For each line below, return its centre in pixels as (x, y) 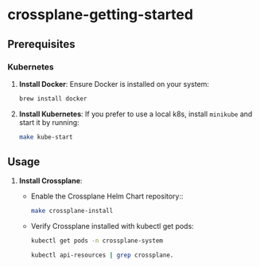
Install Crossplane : (50, 181)
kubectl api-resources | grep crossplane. (102, 255)
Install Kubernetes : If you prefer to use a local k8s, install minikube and (136, 114)
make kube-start (46, 137)
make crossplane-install (72, 211)
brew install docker (53, 98)
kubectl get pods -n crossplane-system (97, 241)
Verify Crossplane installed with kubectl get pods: (112, 226)
